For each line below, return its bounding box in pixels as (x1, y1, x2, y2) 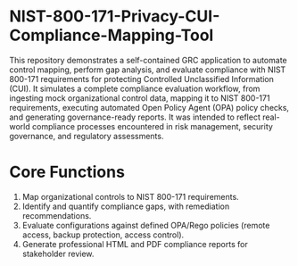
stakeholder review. (21, 248, 95, 259)
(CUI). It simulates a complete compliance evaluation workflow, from (9, 83, 261, 94)
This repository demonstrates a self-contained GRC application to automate (9, 54, 287, 65)
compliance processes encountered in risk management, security (31, 121, 274, 131)
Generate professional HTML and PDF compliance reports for (21, 238, 248, 249)
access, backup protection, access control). (21, 229, 185, 240)
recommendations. (21, 210, 92, 220)
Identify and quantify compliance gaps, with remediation (21, 201, 230, 212)
